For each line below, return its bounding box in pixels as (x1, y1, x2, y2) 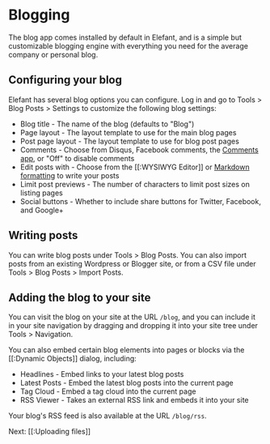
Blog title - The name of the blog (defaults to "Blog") (19, 119, 195, 129)
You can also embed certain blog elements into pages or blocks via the (8, 345, 245, 355)
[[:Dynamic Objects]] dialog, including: (8, 354, 137, 364)
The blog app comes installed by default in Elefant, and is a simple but (8, 32, 243, 42)
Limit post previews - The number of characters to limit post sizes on (19, 179, 251, 189)
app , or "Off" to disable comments (19, 153, 135, 163)
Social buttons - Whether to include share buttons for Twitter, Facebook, (19, 196, 261, 206)
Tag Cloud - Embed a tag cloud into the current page (19, 386, 196, 396)
